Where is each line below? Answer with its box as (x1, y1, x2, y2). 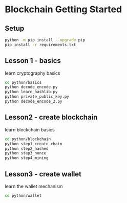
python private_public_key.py (5, 94, 70, 99)
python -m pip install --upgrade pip (5, 37, 86, 42)
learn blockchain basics (5, 126, 55, 132)
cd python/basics (5, 80, 42, 85)
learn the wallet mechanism (5, 183, 63, 189)
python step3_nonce (5, 151, 47, 156)
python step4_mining (5, 155, 49, 161)
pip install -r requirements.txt (5, 42, 76, 47)
